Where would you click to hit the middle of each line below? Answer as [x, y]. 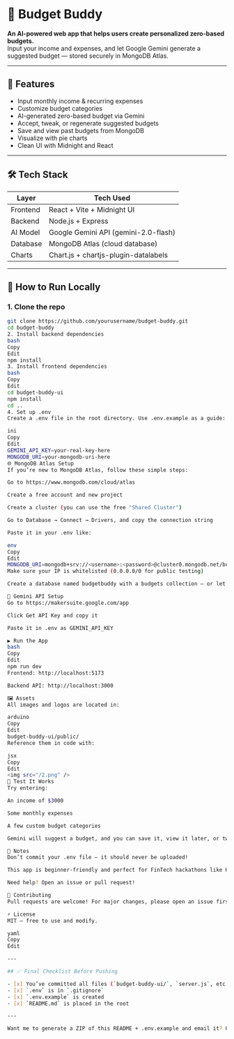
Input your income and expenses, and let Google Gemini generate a [104, 48]
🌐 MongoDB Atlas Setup [41, 463]
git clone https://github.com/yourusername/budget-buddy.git [98, 321]
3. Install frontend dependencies [57, 367]
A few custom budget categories [54, 826]
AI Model [25, 232]
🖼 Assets [21, 698]
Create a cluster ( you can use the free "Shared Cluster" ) [95, 508]
